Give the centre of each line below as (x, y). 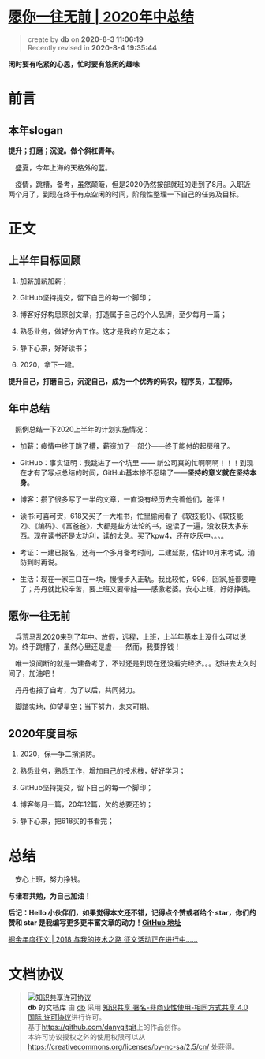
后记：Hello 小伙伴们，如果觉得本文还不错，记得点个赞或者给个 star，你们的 (132, 913)
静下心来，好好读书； (54, 348)
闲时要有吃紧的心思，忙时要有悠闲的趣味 (74, 64)
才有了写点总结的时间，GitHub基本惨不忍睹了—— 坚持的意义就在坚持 (138, 472)
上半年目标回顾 (45, 261)
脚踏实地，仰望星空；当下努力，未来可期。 (84, 707)
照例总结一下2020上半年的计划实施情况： (82, 429)
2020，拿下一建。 (49, 364)
